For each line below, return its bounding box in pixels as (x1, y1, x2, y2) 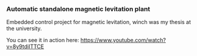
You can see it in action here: (6, 37, 79, 44)
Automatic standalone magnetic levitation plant (6, 5, 151, 13)
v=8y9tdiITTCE (6, 43, 45, 50)
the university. (6, 25, 42, 32)
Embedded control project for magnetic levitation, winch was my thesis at (6, 19, 191, 26)
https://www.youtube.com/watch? (80, 37, 167, 44)
